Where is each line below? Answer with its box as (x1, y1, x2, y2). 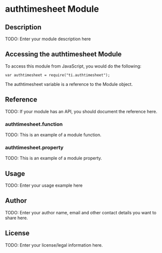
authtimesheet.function (5, 121, 63, 127)
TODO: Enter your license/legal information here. (5, 242, 103, 248)
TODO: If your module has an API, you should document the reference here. (5, 108, 158, 114)
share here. (5, 215, 28, 221)
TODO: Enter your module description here (5, 36, 91, 42)
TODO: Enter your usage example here (5, 182, 83, 188)
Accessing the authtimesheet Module (5, 50, 122, 58)
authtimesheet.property (5, 144, 64, 151)
